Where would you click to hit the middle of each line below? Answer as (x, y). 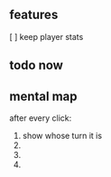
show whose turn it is (62, 136)
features (34, 15)
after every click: (41, 118)
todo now (36, 66)
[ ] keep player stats (46, 36)
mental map (43, 96)
